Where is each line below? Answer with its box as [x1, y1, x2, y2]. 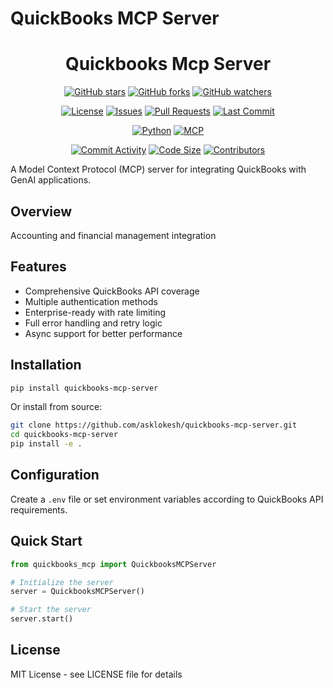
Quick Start [10, 533, 83, 550]
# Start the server [10, 605, 92, 615]
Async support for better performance [24, 327, 183, 339]
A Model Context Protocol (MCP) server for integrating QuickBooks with [10, 163, 307, 176]
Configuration [10, 467, 100, 484]
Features [10, 258, 67, 276]
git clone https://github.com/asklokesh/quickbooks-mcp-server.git [10, 420, 298, 431]
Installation [10, 357, 82, 374]
